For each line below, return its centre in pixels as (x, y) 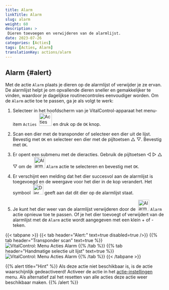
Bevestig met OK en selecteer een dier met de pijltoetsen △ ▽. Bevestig (87, 139)
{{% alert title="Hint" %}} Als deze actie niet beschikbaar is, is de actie (79, 266)
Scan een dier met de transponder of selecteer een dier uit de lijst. (82, 134)
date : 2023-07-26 (24, 38)
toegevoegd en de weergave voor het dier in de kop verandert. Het (82, 182)
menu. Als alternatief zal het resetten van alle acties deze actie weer (76, 277)
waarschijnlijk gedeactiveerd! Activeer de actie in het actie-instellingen (79, 272)
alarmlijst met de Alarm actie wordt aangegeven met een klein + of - (83, 220)
